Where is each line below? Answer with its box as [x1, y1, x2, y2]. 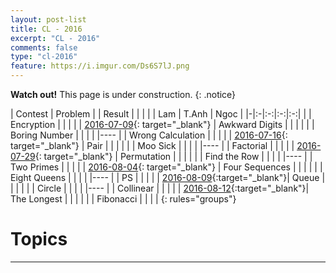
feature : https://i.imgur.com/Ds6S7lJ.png [10, 61, 190, 71]
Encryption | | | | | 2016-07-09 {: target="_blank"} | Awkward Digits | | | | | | [10, 119, 315, 130]
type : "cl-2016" [10, 52, 78, 62]
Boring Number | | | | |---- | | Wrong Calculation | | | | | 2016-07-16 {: [10, 129, 288, 141]
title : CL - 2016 [10, 24, 83, 34]
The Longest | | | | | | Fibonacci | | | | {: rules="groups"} [10, 193, 237, 205]
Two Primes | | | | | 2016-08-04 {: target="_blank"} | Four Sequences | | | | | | [10, 161, 323, 173]
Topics [10, 228, 68, 251]
